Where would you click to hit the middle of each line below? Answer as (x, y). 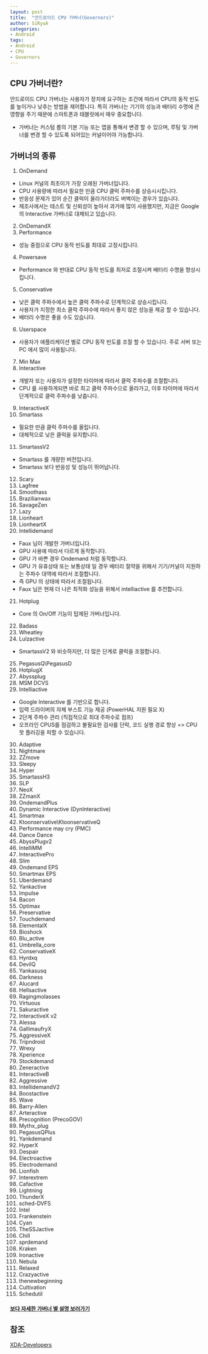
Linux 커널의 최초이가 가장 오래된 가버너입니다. (74, 184)
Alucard (29, 984)
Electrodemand (38, 1165)
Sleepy (27, 764)
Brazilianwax (35, 499)
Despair (29, 1152)
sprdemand (33, 1242)
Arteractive (33, 1113)
